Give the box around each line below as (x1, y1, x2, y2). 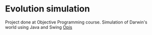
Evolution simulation (5, 3, 90, 14)
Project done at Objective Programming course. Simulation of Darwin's (5, 19, 148, 25)
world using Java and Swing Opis (5, 24, 72, 30)
